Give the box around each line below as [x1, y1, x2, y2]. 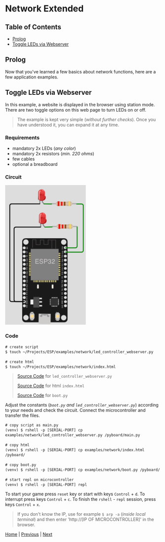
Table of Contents [5, 23, 62, 31]
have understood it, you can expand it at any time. [17, 122, 120, 128]
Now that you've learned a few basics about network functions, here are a [5, 68, 156, 74]
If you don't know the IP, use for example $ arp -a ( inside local [17, 511, 146, 517]
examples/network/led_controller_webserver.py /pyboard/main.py [5, 432, 140, 437]
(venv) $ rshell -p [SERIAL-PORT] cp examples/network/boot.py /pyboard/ [5, 467, 161, 472]
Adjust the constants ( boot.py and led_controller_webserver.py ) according [5, 402, 159, 407]
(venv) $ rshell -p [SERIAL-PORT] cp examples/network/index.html [5, 447, 145, 452]
